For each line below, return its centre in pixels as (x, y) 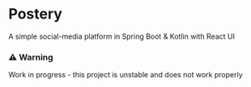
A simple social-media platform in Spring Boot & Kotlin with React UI (121, 36)
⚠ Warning (31, 57)
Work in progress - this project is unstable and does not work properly (125, 75)
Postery (36, 14)
